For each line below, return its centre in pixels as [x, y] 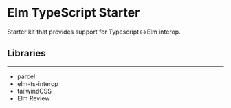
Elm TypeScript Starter [74, 13]
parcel [26, 76]
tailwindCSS [34, 91]
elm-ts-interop [37, 83]
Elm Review [33, 98]
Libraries [26, 53]
